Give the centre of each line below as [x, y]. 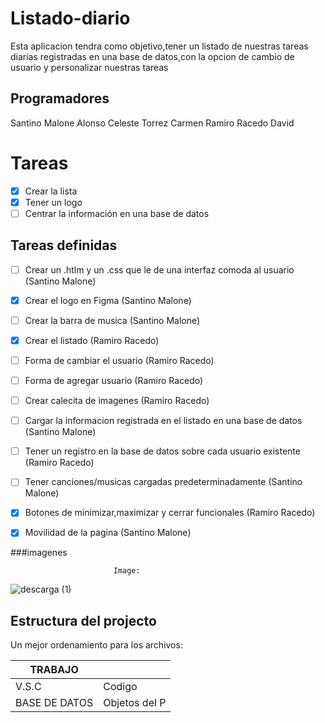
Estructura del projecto [83, 620]
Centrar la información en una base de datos [117, 213]
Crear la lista [51, 191]
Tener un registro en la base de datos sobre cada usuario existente [162, 451]
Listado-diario [70, 18]
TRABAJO [54, 670]
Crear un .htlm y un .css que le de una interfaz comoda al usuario [159, 269]
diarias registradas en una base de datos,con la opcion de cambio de [152, 56]
